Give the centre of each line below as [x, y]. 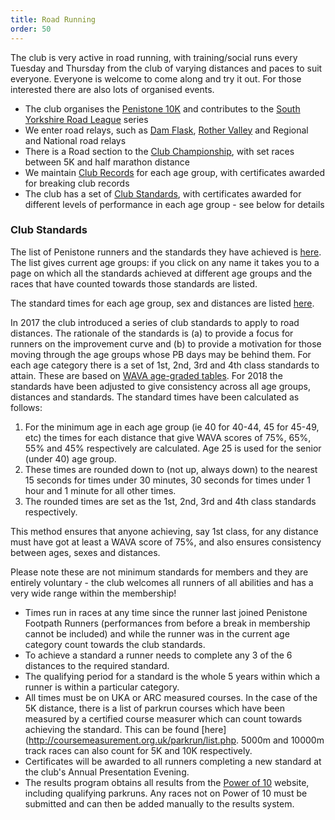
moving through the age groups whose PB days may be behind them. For [161, 354]
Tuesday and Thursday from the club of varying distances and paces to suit [166, 68]
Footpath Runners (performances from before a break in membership [167, 623]
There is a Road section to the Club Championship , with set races [159, 151]
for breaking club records [77, 183]
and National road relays [75, 140]
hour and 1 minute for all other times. [100, 490]
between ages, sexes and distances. [85, 552]
